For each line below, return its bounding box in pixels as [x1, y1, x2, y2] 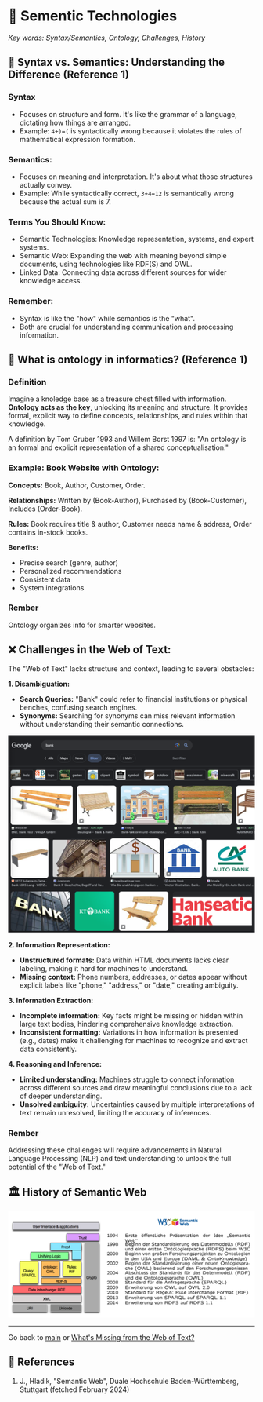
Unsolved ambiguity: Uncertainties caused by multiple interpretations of [19, 1099, 255, 1109]
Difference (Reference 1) [8, 68, 130, 82]
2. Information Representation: [8, 940, 111, 949]
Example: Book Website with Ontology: [8, 462, 160, 473]
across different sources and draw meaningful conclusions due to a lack [19, 1083, 253, 1092]
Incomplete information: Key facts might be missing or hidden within [19, 1010, 243, 1020]
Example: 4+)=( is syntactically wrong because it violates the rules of [19, 126, 243, 136]
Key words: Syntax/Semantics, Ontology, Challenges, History [8, 33, 206, 42]
